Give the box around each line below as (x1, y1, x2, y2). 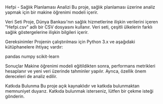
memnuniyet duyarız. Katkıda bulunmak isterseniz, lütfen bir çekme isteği (5, 88, 154, 94)
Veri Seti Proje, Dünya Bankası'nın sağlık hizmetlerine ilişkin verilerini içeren (5, 19, 159, 25)
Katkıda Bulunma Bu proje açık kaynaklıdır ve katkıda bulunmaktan (5, 83, 140, 89)
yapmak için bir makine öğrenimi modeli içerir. (5, 9, 98, 15)
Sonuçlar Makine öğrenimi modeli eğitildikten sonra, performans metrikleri (5, 63, 156, 69)
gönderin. (5, 93, 25, 99)
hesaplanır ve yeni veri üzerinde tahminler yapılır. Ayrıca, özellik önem (5, 68, 146, 74)
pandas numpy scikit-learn (5, 53, 60, 59)
